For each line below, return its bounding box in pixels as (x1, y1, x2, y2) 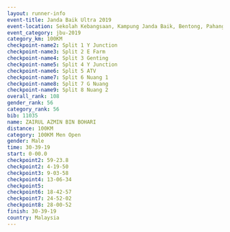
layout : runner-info (7, 10, 66, 17)
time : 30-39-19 (7, 144, 51, 151)
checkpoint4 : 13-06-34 (7, 176, 72, 183)
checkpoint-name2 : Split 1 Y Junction (7, 42, 118, 49)
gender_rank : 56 (7, 100, 53, 106)
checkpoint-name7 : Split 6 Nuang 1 (7, 73, 109, 81)
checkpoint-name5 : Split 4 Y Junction (7, 61, 118, 68)
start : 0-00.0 (7, 150, 48, 158)
